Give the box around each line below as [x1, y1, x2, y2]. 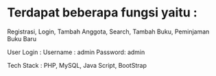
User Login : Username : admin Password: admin [7, 48, 145, 56]
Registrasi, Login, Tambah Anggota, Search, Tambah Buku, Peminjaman [7, 27, 210, 36]
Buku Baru [7, 34, 36, 42]
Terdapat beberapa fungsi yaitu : [7, 5, 197, 21]
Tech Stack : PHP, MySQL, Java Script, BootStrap [7, 61, 147, 69]
